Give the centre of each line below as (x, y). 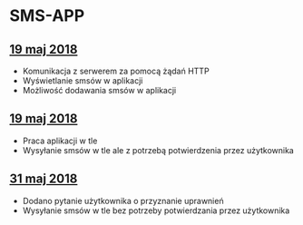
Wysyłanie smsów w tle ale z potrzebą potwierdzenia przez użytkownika (158, 150)
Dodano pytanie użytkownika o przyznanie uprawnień (123, 201)
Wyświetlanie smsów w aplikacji (83, 81)
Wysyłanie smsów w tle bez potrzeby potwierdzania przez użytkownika (156, 210)
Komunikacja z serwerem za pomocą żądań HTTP (116, 71)
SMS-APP (47, 16)
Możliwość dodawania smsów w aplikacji (99, 90)
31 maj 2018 (44, 179)
